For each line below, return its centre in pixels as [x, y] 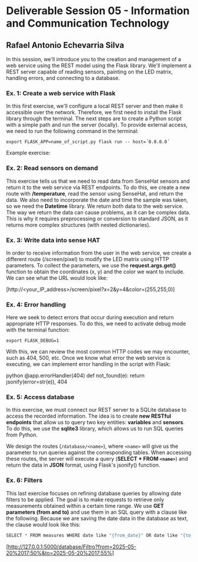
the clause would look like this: [43, 524]
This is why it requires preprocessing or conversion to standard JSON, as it [97, 219]
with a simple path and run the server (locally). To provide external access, [97, 125]
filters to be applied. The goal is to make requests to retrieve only [85, 500]
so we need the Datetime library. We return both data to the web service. [95, 206]
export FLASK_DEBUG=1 [33, 341]
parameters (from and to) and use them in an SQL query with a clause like [97, 512]
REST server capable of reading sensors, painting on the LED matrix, [89, 72]
